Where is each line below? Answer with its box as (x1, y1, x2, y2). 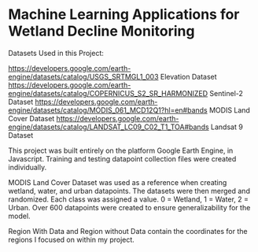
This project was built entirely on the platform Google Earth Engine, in (8, 146, 234, 155)
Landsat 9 (211, 122, 244, 132)
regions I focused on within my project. (8, 235, 135, 244)
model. (8, 211, 31, 220)
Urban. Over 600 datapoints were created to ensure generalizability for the (8, 202, 251, 212)
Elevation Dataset (160, 72, 218, 81)
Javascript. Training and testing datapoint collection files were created (8, 154, 237, 163)
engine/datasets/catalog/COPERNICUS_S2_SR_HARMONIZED (8, 88, 208, 98)
